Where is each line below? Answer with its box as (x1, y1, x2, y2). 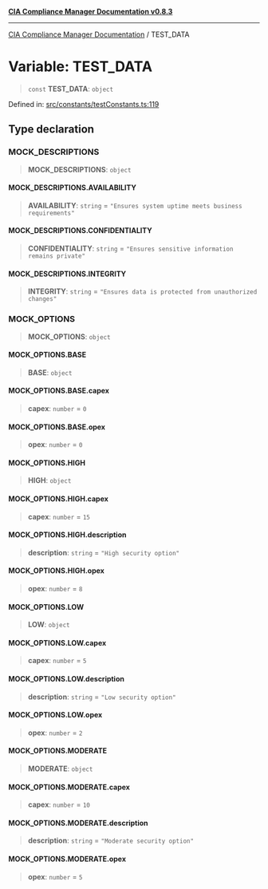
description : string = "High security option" (27, 547, 180, 557)
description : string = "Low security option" (27, 692, 177, 701)
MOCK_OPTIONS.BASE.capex (8, 386, 110, 396)
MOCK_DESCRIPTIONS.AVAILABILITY (8, 183, 137, 192)
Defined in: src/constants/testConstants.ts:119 (8, 99, 160, 109)
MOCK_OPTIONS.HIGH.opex (8, 566, 105, 575)
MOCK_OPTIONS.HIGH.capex (8, 494, 109, 504)
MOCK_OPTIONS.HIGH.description (8, 530, 127, 539)
